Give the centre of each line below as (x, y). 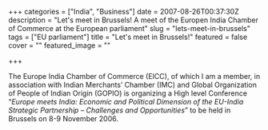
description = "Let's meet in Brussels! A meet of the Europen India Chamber (133, 20)
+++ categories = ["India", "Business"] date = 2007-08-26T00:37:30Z (124, 12)
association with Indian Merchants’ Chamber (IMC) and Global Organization (133, 85)
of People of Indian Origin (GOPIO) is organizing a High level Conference (128, 93)
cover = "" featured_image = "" (60, 45)
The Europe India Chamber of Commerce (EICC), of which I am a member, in (134, 76)
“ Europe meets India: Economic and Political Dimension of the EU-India (126, 102)
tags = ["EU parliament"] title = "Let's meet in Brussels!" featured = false (128, 37)
